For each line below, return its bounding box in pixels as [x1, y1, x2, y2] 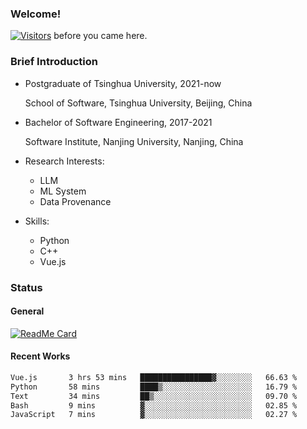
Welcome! [10, 7, 62, 21]
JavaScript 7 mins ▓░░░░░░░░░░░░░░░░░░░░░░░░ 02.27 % [10, 410, 298, 420]
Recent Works [10, 350, 71, 362]
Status [10, 280, 43, 294]
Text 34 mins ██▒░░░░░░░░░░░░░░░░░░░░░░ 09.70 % [10, 391, 298, 401]
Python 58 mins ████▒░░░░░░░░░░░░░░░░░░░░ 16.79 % [10, 382, 298, 392]
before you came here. [53, 30, 148, 42]
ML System [39, 185, 87, 197]
